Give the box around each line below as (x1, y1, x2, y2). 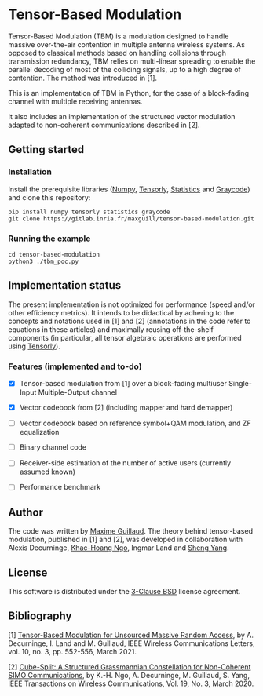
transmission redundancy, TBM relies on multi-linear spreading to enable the (8, 56, 256, 66)
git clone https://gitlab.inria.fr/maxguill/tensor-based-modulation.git (8, 214, 255, 223)
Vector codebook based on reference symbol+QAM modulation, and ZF (19, 418, 251, 428)
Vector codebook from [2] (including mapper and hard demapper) (19, 403, 233, 413)
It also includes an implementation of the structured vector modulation (8, 111, 236, 121)
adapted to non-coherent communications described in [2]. (8, 120, 200, 129)
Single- (228, 379, 253, 388)
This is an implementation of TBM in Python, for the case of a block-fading (8, 88, 250, 97)
